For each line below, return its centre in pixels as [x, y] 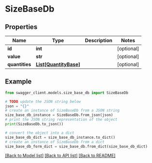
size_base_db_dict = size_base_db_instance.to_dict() [60, 137]
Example [18, 82]
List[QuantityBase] [58, 64]
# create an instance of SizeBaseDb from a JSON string [62, 111]
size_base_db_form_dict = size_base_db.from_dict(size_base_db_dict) [76, 147]
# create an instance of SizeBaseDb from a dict [55, 142]
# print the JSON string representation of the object [61, 120]
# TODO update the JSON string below [43, 101]
